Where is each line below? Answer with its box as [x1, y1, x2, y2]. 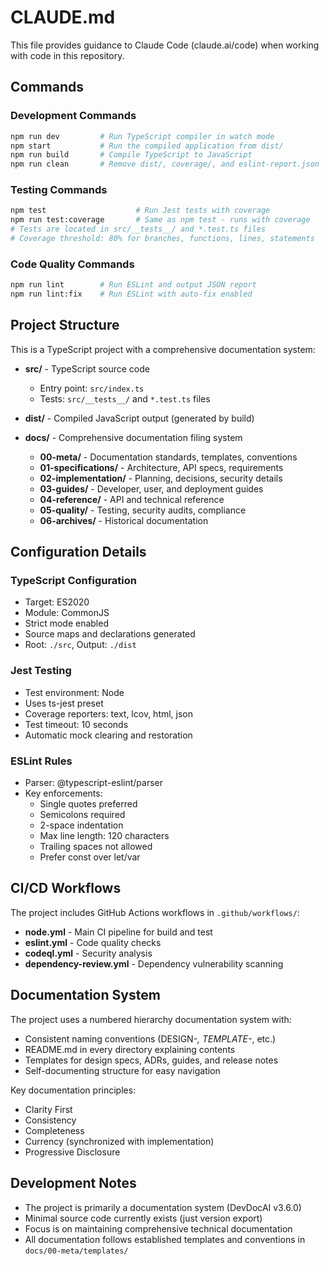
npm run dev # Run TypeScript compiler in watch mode [10, 131, 275, 141]
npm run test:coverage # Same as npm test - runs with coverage [10, 215, 311, 225]
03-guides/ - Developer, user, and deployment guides [39, 482, 264, 495]
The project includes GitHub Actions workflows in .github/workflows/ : [10, 906, 300, 918]
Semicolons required [39, 809, 126, 821]
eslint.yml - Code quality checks [24, 936, 162, 948]
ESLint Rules [10, 754, 73, 768]
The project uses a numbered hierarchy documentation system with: [10, 1013, 292, 1025]
